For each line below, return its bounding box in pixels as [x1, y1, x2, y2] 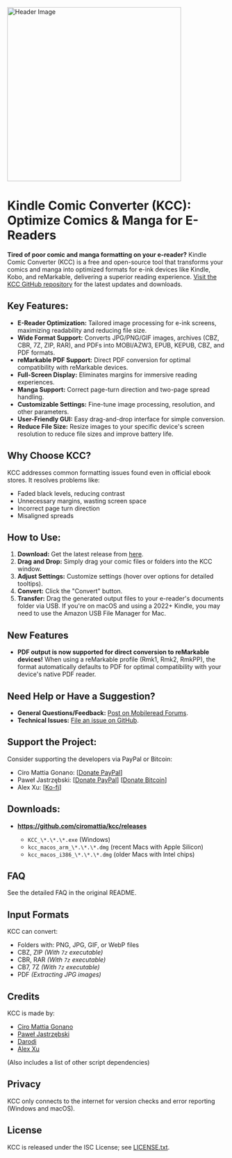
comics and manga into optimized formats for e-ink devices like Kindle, [7, 265, 210, 274]
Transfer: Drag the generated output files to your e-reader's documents [17, 595, 224, 603]
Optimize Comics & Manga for [7, 212, 183, 228]
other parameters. [17, 407, 69, 416]
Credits [7, 990, 40, 1002]
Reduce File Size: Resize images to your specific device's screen [17, 422, 205, 430]
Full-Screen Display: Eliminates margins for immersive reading [17, 370, 198, 379]
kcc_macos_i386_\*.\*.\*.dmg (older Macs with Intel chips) [27, 850, 195, 859]
